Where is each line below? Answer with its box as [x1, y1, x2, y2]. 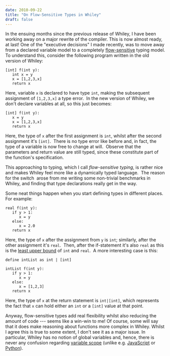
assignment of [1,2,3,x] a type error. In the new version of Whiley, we [5, 95, 155, 102]
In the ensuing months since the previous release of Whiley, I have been [5, 31, 156, 37]
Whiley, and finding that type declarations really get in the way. [5, 181, 137, 187]
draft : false [5, 17, 33, 22]
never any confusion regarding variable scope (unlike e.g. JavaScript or [5, 340, 156, 346]
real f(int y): [5, 205, 38, 211]
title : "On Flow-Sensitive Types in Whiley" [5, 12, 101, 17]
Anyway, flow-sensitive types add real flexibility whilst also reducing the [5, 313, 157, 319]
